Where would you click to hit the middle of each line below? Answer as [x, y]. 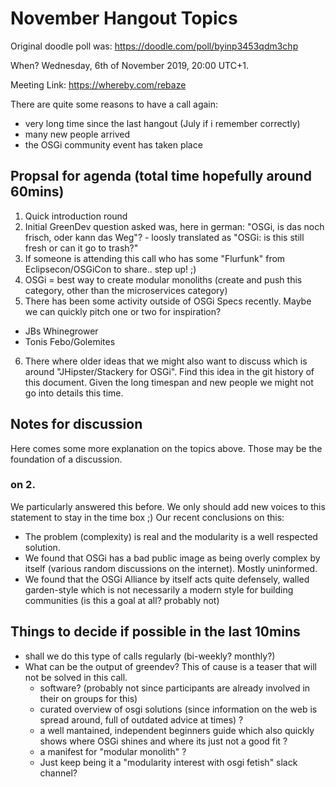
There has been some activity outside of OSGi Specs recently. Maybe [168, 301]
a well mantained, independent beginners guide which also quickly [177, 730]
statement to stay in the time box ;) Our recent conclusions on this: [147, 517]
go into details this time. [74, 393]
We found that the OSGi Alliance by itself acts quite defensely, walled [167, 579]
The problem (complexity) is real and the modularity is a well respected [171, 536]
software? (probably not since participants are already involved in [175, 688]
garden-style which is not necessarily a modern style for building [159, 589]
